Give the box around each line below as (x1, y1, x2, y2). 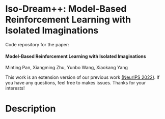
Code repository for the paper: (5, 41, 70, 47)
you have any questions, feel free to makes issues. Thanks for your (5, 80, 146, 86)
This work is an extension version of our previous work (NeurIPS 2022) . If (5, 74, 160, 80)
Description (5, 103, 56, 114)
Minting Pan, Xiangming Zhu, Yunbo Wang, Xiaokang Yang (5, 65, 128, 71)
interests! (5, 85, 25, 92)
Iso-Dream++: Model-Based (5, 3, 127, 15)
